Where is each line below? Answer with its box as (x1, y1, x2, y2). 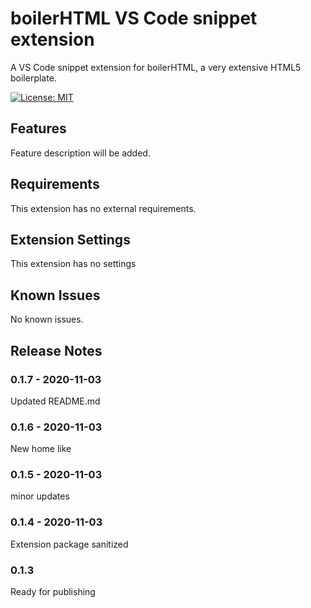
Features (10, 120, 67, 137)
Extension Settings (10, 231, 131, 248)
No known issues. (10, 313, 84, 326)
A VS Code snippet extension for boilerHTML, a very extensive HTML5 (10, 61, 302, 73)
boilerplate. (10, 72, 57, 84)
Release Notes (10, 342, 103, 359)
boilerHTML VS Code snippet (10, 7, 258, 30)
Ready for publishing (10, 586, 96, 598)
